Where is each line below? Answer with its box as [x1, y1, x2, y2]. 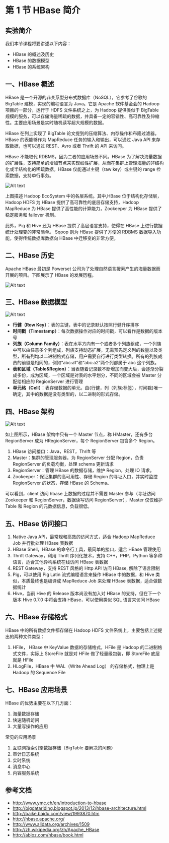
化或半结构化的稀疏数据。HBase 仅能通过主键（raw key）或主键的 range [5, 166, 155, 172]
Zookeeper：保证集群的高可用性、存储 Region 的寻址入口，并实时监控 [12, 474, 158, 480]
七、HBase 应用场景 [5, 686, 68, 694]
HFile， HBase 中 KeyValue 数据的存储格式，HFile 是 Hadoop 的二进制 [12, 644, 158, 650]
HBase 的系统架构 [12, 64, 50, 70]
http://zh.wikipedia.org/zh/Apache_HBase [12, 826, 100, 832]
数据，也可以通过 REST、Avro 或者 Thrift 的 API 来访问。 [9, 143, 127, 149]
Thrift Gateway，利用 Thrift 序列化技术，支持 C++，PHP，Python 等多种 [12, 553, 162, 559]
